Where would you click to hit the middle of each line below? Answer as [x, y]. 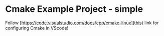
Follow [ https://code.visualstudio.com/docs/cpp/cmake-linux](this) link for [82, 23]
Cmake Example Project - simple [74, 9]
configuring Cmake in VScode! [37, 28]
